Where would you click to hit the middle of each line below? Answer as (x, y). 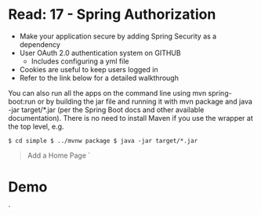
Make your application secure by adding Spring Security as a (118, 36)
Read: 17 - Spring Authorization (112, 15)
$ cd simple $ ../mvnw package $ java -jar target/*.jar (103, 140)
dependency (40, 44)
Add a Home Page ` (59, 155)
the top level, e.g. (36, 126)
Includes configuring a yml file (80, 61)
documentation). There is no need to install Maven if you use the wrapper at (130, 118)
